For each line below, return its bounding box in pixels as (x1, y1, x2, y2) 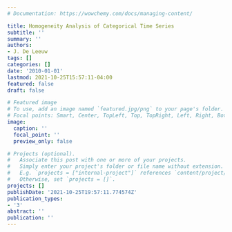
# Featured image (7, 99, 57, 106)
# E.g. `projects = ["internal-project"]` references (7, 170, 171, 177)
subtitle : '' (7, 29, 45, 36)
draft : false (7, 87, 45, 94)
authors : (7, 42, 32, 49)
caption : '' (13, 125, 48, 132)
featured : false (7, 80, 54, 87)
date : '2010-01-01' (7, 67, 64, 75)
